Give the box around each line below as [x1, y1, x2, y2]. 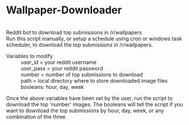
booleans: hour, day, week [20, 83, 84, 90]
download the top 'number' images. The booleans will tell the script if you [6, 101, 183, 108]
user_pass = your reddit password [20, 65, 104, 72]
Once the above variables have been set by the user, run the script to [6, 94, 173, 102]
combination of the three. [6, 113, 67, 120]
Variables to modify [6, 52, 53, 59]
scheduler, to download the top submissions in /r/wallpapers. [6, 41, 153, 48]
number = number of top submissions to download [20, 71, 143, 78]
